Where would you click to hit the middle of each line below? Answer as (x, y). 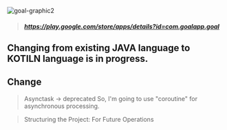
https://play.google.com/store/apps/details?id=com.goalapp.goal (122, 26)
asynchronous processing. (62, 106)
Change (24, 82)
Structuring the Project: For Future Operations (89, 119)
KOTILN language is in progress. (78, 58)
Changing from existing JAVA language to (99, 48)
